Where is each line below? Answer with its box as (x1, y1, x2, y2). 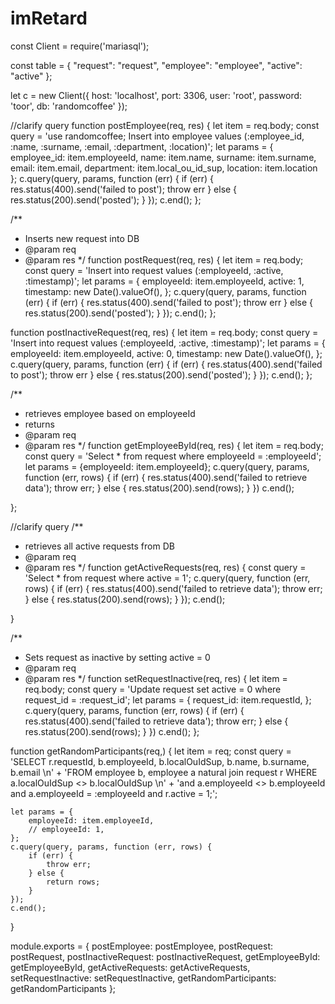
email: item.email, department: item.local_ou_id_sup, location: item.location (10, 162, 318, 174)
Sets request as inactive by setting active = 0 (24, 651, 211, 663)
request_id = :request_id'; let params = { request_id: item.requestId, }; (24, 693, 312, 706)
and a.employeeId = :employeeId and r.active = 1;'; (10, 787, 218, 799)
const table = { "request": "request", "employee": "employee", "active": (10, 59, 303, 71)
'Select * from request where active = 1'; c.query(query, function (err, (24, 572, 311, 584)
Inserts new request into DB (24, 232, 140, 244)
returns (24, 418, 56, 430)
